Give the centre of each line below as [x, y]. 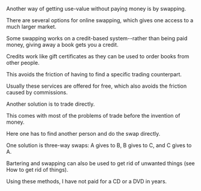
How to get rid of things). [37, 170]
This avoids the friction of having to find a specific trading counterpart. [94, 74]
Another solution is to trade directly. [51, 104]
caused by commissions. [37, 92]
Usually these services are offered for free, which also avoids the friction [97, 86]
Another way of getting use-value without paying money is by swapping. [96, 9]
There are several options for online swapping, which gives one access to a [100, 20]
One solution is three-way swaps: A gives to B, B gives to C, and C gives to [99, 145]
